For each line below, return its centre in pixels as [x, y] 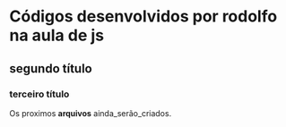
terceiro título [39, 94]
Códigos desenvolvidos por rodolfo [143, 17]
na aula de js [57, 35]
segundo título [51, 68]
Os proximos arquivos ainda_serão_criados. [91, 113]
